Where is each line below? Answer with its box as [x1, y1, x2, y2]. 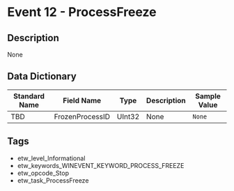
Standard [13, 91, 45, 101]
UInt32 [116, 112, 140, 121]
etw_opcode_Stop [17, 169, 70, 177]
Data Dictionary [7, 70, 77, 82]
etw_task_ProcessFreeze [17, 176, 89, 185]
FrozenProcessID [54, 112, 110, 121]
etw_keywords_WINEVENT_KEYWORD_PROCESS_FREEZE [17, 161, 185, 169]
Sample [194, 91, 221, 101]
